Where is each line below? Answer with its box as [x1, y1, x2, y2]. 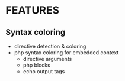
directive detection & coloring [14, 43, 86, 50]
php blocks [23, 61, 51, 69]
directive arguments [23, 56, 72, 62]
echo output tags [23, 68, 65, 74]
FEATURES [5, 4, 60, 17]
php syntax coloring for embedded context [14, 49, 119, 56]
